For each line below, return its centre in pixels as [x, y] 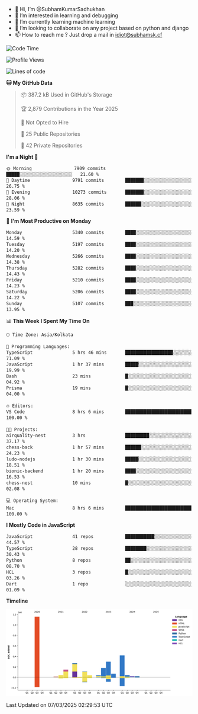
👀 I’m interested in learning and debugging [66, 15]
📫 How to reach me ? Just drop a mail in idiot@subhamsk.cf [88, 35]
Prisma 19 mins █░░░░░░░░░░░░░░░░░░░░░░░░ [99, 388]
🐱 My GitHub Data [30, 83]
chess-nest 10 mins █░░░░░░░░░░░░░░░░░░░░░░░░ [99, 483]
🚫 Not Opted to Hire [45, 122]
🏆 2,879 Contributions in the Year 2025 [69, 109]
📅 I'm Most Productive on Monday [49, 221]
